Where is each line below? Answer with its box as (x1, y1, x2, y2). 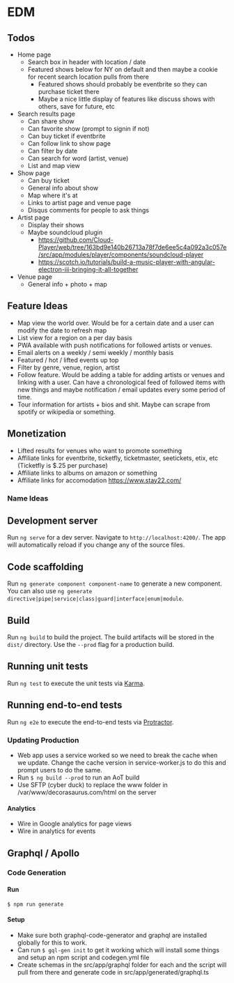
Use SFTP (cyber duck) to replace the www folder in (17, 780, 169, 788)
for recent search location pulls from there (27, 73, 150, 81)
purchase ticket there (38, 88, 100, 96)
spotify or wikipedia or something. (17, 407, 116, 416)
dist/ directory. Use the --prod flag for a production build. (7, 640, 174, 648)
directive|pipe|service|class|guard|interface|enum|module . (7, 594, 184, 603)
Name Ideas (7, 493, 49, 503)
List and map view (27, 162, 80, 169)
